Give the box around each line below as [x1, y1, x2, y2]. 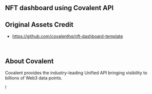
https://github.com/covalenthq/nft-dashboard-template [12, 34, 123, 39]
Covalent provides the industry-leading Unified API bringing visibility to [5, 70, 148, 76]
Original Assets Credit [5, 20, 74, 29]
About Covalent [5, 57, 54, 65]
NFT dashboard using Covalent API [5, 4, 114, 12]
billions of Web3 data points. [5, 75, 62, 81]
